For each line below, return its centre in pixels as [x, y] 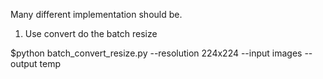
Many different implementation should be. [96, 14]
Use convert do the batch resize [91, 33]
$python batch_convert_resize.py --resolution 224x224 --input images [156, 53]
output [24, 63]
